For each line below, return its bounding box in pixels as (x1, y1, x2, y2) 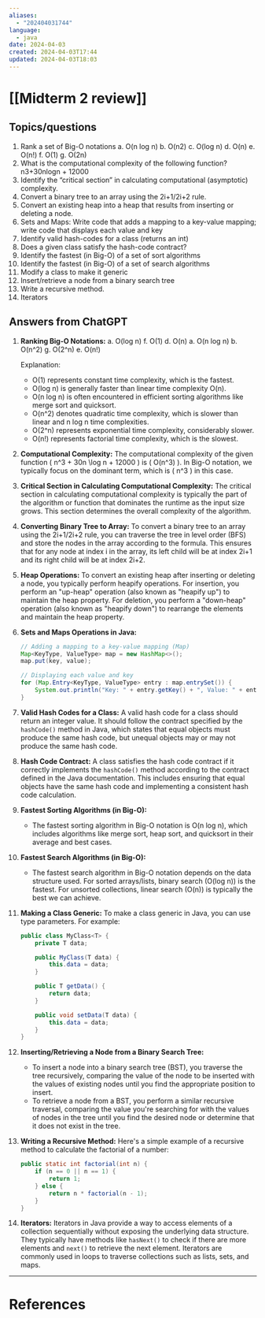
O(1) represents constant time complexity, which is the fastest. (31, 375, 234, 385)
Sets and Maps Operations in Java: (20, 627, 137, 637)
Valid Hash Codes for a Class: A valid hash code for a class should (20, 707, 238, 717)
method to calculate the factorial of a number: (20, 1145, 169, 1155)
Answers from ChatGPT (9, 315, 128, 329)
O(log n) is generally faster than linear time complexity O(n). (31, 383, 226, 393)
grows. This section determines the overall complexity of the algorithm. (20, 506, 252, 516)
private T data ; (35, 939, 88, 947)
